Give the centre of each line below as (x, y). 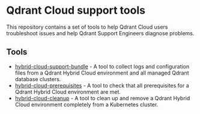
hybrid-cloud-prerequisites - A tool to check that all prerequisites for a (102, 85)
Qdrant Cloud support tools (76, 10)
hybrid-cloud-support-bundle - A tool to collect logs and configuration (102, 66)
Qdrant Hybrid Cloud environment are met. (68, 92)
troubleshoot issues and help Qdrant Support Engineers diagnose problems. (100, 33)
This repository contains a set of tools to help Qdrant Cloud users (87, 27)
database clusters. (38, 79)
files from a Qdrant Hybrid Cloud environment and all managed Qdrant (102, 73)
